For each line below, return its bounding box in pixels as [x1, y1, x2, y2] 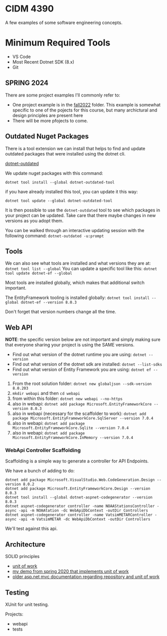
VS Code [12, 53, 31, 59]
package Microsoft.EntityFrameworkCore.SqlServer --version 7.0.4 [12, 416, 154, 421]
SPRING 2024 [5, 78, 49, 87]
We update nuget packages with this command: [5, 170, 103, 176]
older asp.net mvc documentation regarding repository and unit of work [12, 573, 160, 580]
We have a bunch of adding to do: [5, 468, 75, 474]
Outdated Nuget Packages [5, 132, 89, 140]
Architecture [5, 540, 46, 548]
